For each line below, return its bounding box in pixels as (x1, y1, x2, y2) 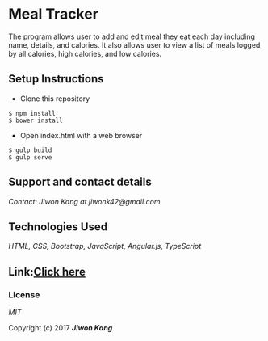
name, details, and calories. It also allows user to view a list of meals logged (8, 40, 261, 49)
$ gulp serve (8, 153, 52, 162)
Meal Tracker (8, 5, 99, 23)
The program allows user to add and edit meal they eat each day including (8, 32, 256, 41)
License (8, 288, 40, 300)
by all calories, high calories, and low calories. (8, 48, 162, 58)
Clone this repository (19, 94, 90, 103)
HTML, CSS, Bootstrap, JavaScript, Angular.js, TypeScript (8, 242, 202, 251)
